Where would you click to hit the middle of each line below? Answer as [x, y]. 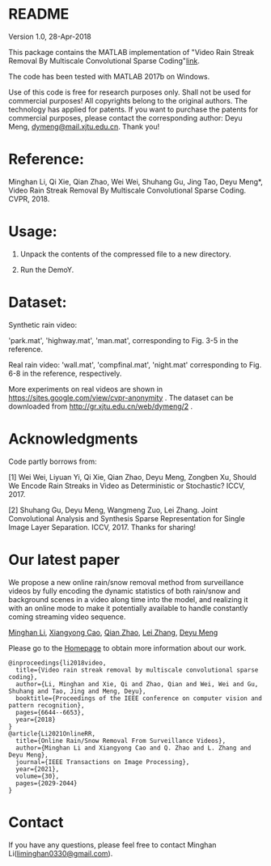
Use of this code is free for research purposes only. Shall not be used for [130, 92]
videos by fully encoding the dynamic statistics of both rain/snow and [125, 591]
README [39, 14]
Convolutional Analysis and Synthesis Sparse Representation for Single [127, 518]
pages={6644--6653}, [50, 712]
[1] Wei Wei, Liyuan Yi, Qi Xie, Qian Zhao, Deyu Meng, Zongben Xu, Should [133, 477]
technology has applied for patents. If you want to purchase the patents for [133, 109]
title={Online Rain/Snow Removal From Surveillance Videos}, [121, 741]
